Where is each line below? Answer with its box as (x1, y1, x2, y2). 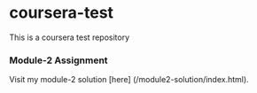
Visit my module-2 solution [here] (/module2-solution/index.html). (9, 74, 250, 85)
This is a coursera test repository (9, 32, 130, 43)
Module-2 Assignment (9, 54, 108, 66)
